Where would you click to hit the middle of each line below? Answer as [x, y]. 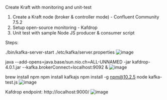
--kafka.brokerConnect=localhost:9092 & [65, 67]
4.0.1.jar [13, 67]
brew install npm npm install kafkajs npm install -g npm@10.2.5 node [76, 77]
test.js [12, 82]
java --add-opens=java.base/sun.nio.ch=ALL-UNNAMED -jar [68, 62]
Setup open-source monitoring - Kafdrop [55, 27]
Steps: [12, 42]
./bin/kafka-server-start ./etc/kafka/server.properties [60, 52]
